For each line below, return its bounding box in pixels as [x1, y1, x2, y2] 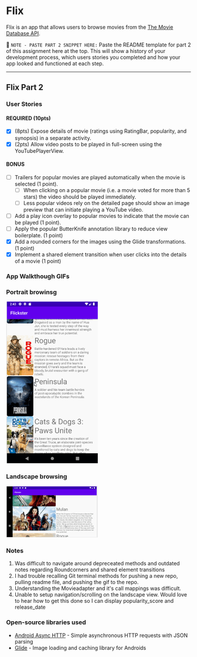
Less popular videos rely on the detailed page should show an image [23, 199, 190, 206]
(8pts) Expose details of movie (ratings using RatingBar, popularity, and [14, 128, 187, 135]
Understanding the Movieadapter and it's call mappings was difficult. [14, 585, 182, 592]
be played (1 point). [14, 219, 62, 226]
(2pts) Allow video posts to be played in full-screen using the [14, 140, 162, 148]
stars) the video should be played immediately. [23, 193, 137, 200]
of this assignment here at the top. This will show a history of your [6, 47, 166, 54]
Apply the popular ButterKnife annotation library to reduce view [14, 225, 168, 233]
